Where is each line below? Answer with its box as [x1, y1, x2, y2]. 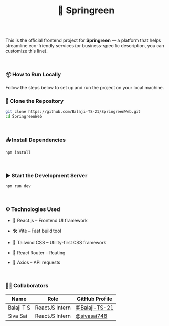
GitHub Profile [76, 295, 113, 302]
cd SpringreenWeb [5, 114, 43, 119]
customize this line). [5, 48, 48, 54]
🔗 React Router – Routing [12, 249, 66, 256]
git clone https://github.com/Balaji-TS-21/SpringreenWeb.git [5, 109, 141, 114]
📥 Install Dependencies [5, 136, 66, 143]
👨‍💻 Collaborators [5, 282, 49, 289]
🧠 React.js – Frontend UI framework [12, 217, 88, 223]
